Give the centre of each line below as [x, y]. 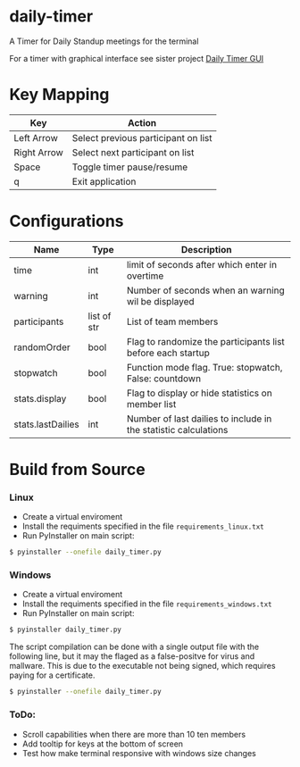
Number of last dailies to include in [199, 419]
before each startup [168, 353]
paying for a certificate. [52, 675]
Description [206, 249]
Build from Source [77, 470]
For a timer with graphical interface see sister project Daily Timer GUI [137, 58]
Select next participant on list [133, 152]
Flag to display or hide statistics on [199, 393]
